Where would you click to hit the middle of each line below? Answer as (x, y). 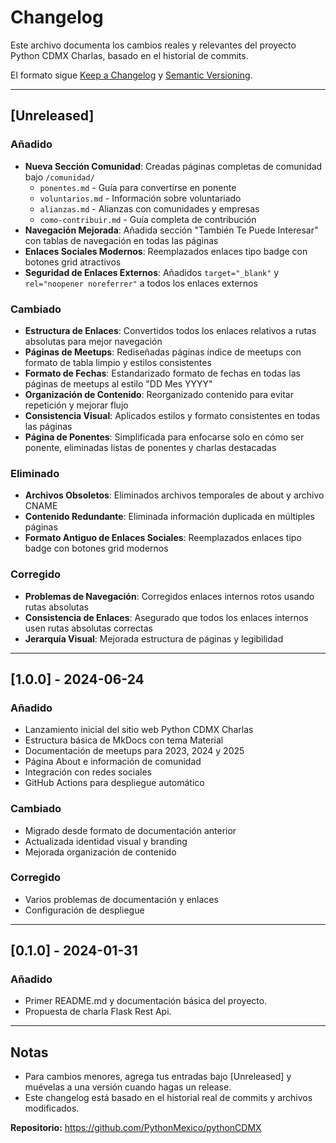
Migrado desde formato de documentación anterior (130, 830)
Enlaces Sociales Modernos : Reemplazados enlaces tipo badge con (166, 251)
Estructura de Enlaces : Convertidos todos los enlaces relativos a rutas (170, 330)
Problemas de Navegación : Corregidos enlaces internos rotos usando (169, 596)
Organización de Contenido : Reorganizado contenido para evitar (159, 394)
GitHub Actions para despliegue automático (114, 783)
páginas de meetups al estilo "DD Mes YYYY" (118, 383)
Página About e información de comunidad (113, 762)
